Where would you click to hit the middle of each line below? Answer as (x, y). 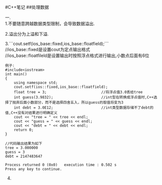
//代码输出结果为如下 (24, 144)
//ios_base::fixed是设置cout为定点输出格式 (48, 49)
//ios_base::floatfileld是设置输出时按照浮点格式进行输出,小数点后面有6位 (77, 55)
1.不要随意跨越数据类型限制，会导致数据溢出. (50, 24)
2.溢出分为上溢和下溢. (27, 34)
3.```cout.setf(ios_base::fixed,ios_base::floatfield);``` (57, 44)
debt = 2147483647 (24, 156)
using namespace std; (36, 83)
